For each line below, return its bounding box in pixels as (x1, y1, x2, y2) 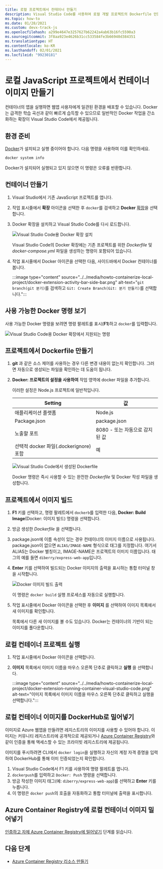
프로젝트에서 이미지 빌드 (5, 495, 73, 504)
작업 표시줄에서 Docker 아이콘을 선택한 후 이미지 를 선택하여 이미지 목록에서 (12, 602, 156, 608)
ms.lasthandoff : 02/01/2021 (5, 48, 62, 53)
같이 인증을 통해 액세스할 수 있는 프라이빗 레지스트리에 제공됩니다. (5, 739, 130, 745)
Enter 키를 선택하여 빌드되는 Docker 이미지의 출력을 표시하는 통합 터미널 (12, 565, 150, 571)
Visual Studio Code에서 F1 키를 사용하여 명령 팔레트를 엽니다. (12, 766, 130, 772)
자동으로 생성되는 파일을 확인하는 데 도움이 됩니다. (17, 366, 112, 373)
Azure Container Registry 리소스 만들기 (12, 858, 89, 864)
